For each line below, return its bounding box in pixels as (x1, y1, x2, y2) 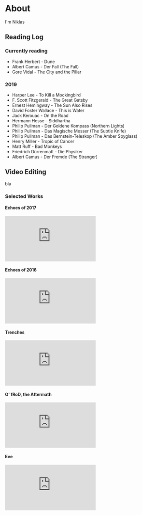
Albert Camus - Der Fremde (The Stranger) (12, 154, 98, 160)
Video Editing (5, 168, 47, 176)
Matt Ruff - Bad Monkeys (12, 144, 62, 149)
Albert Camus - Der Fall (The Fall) (12, 64, 79, 69)
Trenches (5, 329, 25, 335)
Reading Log (5, 33, 43, 41)
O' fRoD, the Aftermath (5, 391, 52, 397)
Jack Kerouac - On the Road (12, 113, 69, 118)
